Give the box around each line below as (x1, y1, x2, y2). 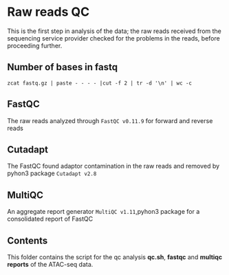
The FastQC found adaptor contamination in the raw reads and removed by (7, 162, 220, 170)
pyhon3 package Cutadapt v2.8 (7, 169, 97, 177)
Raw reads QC (7, 4, 90, 20)
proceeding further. (7, 41, 63, 49)
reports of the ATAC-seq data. (7, 261, 94, 268)
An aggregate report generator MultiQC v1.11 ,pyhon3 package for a (7, 208, 200, 216)
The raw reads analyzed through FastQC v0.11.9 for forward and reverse (7, 116, 213, 124)
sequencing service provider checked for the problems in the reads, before (7, 34, 220, 42)
